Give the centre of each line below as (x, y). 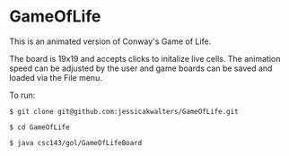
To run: (22, 95)
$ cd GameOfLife (39, 127)
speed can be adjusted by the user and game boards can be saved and (141, 68)
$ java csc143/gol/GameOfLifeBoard (76, 143)
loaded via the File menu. (56, 77)
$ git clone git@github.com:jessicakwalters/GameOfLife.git (124, 111)
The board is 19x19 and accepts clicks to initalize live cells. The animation (145, 58)
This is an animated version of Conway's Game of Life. (110, 41)
